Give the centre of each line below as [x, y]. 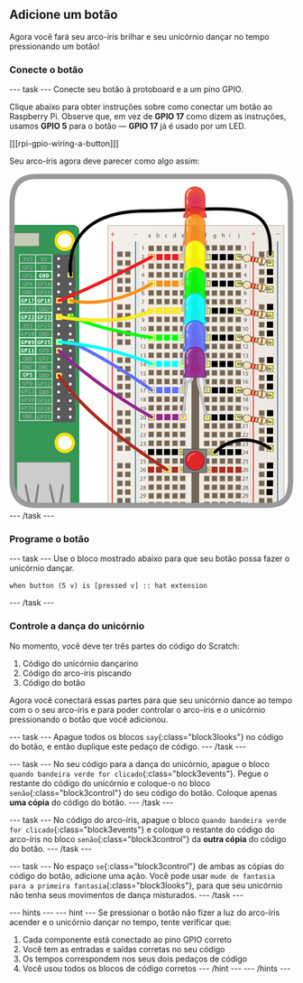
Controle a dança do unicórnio [77, 626]
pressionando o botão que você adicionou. [89, 719]
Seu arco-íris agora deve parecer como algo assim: [105, 161]
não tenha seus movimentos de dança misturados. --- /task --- [126, 894]
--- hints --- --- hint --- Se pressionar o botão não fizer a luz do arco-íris [145, 913]
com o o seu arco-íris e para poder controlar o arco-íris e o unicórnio [138, 709]
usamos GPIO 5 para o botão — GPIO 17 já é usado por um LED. [128, 126]
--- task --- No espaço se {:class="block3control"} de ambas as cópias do [147, 866]
